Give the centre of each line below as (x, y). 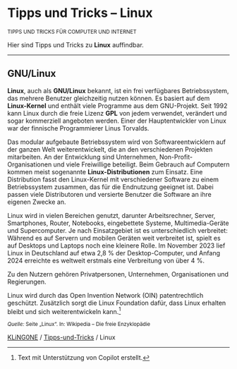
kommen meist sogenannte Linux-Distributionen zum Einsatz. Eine (105, 171)
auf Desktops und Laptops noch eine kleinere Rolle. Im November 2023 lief (116, 246)
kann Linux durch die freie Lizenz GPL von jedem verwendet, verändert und (117, 113)
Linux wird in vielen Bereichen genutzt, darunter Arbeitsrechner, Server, (111, 215)
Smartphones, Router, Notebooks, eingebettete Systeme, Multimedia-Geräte (118, 223)
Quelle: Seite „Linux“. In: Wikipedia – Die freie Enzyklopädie (79, 325)
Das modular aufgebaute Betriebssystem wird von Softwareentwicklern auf (116, 142)
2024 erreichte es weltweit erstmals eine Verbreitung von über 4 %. (106, 260)
